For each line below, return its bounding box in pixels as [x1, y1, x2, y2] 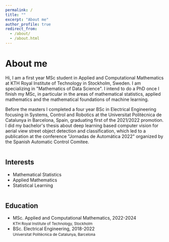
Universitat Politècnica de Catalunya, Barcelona [12, 232, 95, 237]
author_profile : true [5, 21, 51, 27]
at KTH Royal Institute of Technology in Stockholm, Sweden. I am [5, 80, 141, 86]
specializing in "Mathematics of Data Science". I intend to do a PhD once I [5, 85, 160, 92]
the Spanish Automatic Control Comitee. [5, 139, 89, 145]
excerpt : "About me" [5, 17, 49, 22]
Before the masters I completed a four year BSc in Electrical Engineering [5, 106, 156, 112]
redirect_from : [5, 26, 38, 32]
